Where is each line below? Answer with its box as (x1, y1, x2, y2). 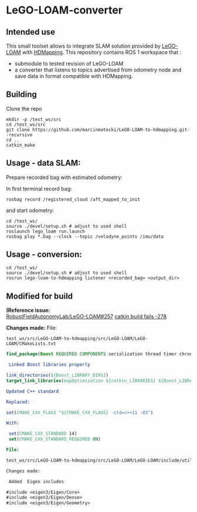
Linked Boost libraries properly (8, 362, 91, 368)
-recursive (6, 132, 33, 138)
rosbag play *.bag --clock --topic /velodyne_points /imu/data (6, 233, 164, 240)
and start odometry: (6, 207, 55, 214)
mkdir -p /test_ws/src (6, 116, 62, 122)
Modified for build (6, 291, 73, 301)
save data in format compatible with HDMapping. (14, 73, 133, 79)
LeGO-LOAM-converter (6, 4, 123, 17)
